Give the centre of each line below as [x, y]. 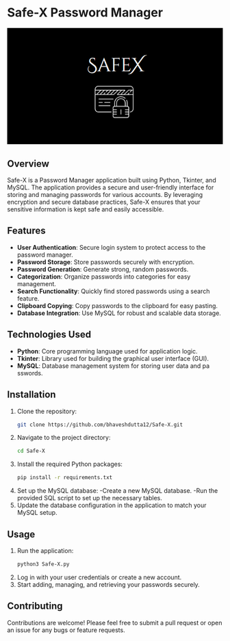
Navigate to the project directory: [64, 438]
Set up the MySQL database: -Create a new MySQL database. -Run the [117, 491]
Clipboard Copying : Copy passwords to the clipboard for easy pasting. [117, 305]
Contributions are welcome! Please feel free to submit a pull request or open [115, 622]
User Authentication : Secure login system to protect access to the [111, 247]
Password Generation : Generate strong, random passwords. [103, 269]
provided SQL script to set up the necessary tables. [90, 498]
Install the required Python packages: [70, 464]
